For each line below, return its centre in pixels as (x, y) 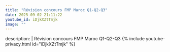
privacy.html (18, 44)
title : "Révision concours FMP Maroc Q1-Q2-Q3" (57, 10)
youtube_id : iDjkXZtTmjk (31, 19)
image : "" (16, 24)
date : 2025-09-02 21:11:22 (34, 15)
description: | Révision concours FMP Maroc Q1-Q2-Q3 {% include (75, 39)
